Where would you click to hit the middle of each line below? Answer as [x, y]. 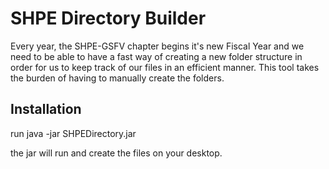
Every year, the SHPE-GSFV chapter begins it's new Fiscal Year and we [157, 46]
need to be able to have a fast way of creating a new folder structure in [156, 56]
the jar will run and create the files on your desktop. [116, 153]
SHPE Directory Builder [108, 18]
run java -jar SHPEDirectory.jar [73, 133]
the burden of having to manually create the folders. [117, 78]
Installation [46, 109]
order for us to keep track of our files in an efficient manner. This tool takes [165, 67]
